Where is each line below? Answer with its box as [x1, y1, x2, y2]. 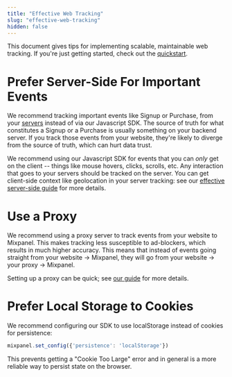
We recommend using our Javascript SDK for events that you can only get [7, 154, 219, 163]
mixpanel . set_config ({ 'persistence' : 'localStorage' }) [7, 342, 169, 349]
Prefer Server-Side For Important [7, 74, 201, 90]
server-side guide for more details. [7, 184, 106, 192]
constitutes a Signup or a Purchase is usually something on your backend [7, 126, 217, 135]
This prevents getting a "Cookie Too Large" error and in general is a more [7, 355, 217, 363]
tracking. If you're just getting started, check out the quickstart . [7, 49, 188, 58]
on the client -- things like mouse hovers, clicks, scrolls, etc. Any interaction [7, 162, 224, 170]
